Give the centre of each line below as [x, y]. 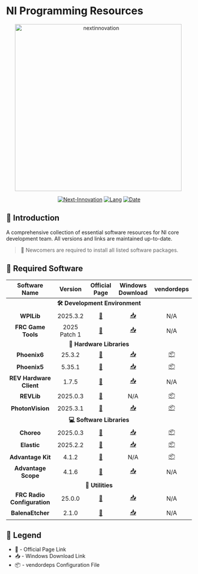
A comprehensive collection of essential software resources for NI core [93, 232]
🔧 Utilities [99, 485]
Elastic [30, 445]
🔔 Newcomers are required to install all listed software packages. [99, 250]
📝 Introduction [33, 218]
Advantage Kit [30, 458]
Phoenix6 [30, 355]
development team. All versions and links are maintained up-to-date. [89, 238]
